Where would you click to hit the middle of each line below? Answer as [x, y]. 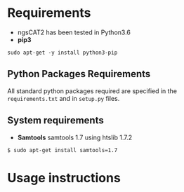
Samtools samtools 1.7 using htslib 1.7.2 [74, 137]
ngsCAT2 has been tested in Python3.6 [74, 32]
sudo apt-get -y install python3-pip [63, 53]
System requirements [55, 121]
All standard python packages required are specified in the [92, 91]
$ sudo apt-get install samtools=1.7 [63, 150]
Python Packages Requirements [79, 74]
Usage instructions [64, 178]
